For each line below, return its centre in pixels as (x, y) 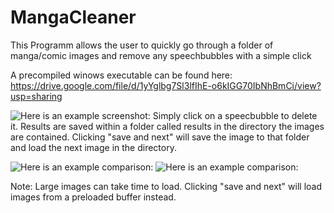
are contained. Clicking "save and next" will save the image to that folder (160, 137)
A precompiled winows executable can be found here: (121, 75)
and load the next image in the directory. (93, 147)
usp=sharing (36, 96)
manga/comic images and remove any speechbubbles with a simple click (161, 55)
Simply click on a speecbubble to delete (235, 115)
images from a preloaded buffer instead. (93, 197)
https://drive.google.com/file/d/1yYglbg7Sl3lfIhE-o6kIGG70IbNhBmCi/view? (166, 85)
